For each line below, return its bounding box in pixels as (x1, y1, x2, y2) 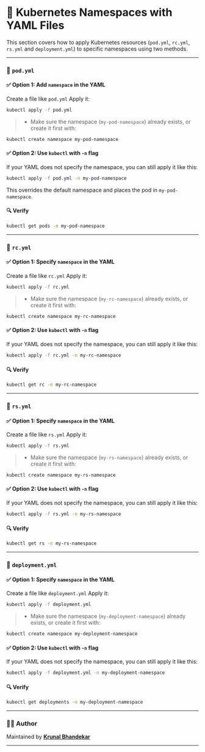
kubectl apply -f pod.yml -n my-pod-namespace (6, 175, 127, 182)
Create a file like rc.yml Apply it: (6, 272, 87, 280)
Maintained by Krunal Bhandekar (6, 733, 90, 740)
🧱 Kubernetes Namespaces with (6, 5, 173, 20)
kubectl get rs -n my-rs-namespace (6, 540, 97, 547)
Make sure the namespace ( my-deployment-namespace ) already (30, 613, 186, 620)
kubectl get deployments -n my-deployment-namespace (6, 699, 143, 706)
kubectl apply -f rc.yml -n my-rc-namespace (6, 352, 121, 359)
